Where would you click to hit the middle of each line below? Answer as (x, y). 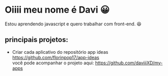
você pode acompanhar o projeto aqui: (53, 63)
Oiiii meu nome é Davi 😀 (57, 10)
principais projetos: (37, 40)
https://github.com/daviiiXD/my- (129, 63)
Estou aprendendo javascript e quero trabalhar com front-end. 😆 (73, 24)
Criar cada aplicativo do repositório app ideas (60, 52)
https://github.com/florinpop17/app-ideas (56, 57)
